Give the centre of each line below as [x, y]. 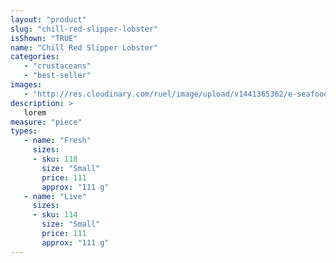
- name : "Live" [55, 196]
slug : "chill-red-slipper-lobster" [84, 29]
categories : [35, 57]
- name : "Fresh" [57, 141]
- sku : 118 [55, 159]
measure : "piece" [46, 122]
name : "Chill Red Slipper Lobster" [84, 47]
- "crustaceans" [57, 66]
